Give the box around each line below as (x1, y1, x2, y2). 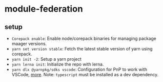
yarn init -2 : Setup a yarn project (11, 56, 81, 62)
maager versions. (11, 41, 47, 47)
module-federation (4, 3, 83, 15)
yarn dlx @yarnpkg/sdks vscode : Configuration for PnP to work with (11, 66, 147, 72)
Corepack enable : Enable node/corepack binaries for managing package (11, 35, 157, 41)
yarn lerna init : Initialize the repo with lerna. (11, 62, 104, 67)
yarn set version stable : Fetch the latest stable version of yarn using (11, 46, 153, 51)
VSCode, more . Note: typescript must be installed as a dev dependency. (11, 72, 159, 77)
